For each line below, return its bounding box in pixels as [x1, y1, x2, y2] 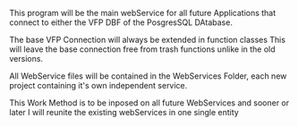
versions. [9, 54, 43, 63]
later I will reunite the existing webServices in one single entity [9, 107, 239, 117]
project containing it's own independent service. [9, 80, 188, 90]
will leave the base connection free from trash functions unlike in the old [9, 44, 276, 55]
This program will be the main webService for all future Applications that [9, 8, 277, 18]
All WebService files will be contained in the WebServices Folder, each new [9, 71, 287, 81]
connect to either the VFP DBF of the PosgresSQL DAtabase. [9, 17, 233, 28]
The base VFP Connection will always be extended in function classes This [9, 35, 286, 45]
